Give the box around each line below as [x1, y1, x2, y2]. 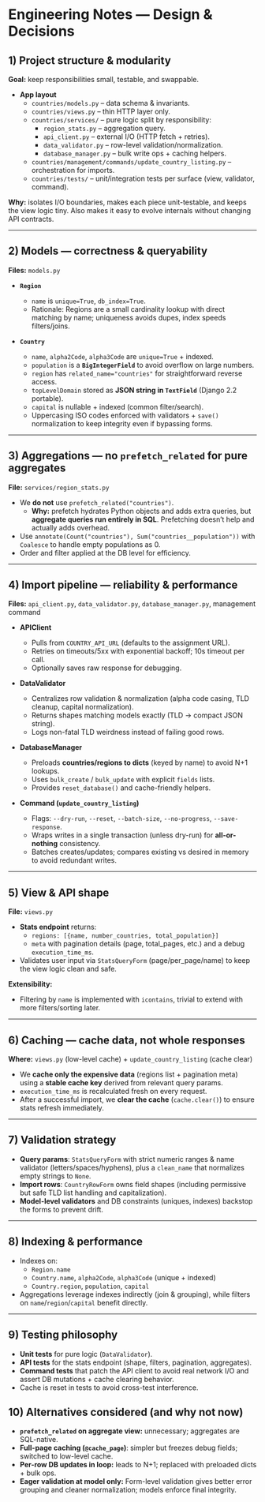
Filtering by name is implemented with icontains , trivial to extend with [19, 994, 243, 1004]
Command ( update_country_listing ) [19, 799, 140, 808]
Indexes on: [19, 1256, 58, 1265]
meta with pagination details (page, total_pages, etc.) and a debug [31, 939, 245, 949]
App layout [19, 90, 57, 99]
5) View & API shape [8, 886, 110, 899]
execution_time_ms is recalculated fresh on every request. [19, 1087, 207, 1096]
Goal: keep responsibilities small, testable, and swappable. [8, 75, 200, 84]
